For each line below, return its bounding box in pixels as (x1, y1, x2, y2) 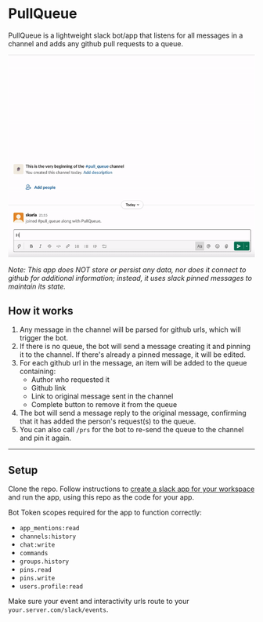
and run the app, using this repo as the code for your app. (8, 493, 194, 502)
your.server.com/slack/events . (8, 605, 109, 614)
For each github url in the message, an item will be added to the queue (19, 358, 247, 368)
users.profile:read (19, 583, 84, 591)
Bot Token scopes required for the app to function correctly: (8, 507, 202, 518)
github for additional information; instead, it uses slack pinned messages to (8, 273, 253, 282)
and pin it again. (19, 433, 72, 443)
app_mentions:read (19, 525, 80, 533)
